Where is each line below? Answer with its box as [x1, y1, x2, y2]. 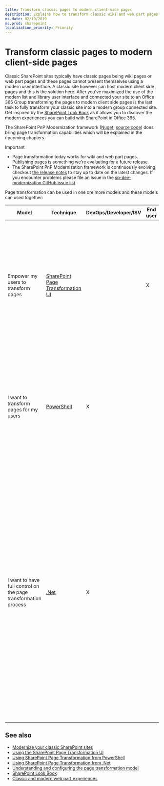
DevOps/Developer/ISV [86, 209, 142, 216]
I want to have [7, 577, 40, 583]
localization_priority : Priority [5, 25, 73, 30]
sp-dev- [114, 175, 131, 180]
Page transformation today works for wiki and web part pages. [12, 154, 138, 160]
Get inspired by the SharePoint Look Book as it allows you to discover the [5, 110, 152, 116]
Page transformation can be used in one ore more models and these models [5, 189, 158, 195]
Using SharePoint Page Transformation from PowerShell [12, 755, 125, 761]
